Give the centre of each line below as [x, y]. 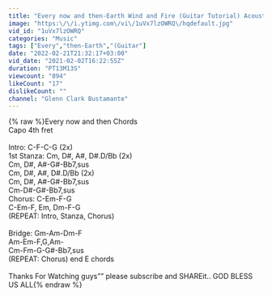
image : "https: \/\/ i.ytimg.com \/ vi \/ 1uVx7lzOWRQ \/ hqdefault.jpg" [121, 23]
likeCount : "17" [36, 83]
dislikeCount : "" [38, 91]
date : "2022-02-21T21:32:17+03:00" [68, 53]
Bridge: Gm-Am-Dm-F [45, 233]
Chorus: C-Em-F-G [40, 199]
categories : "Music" [43, 38]
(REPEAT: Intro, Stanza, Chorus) [62, 216]
